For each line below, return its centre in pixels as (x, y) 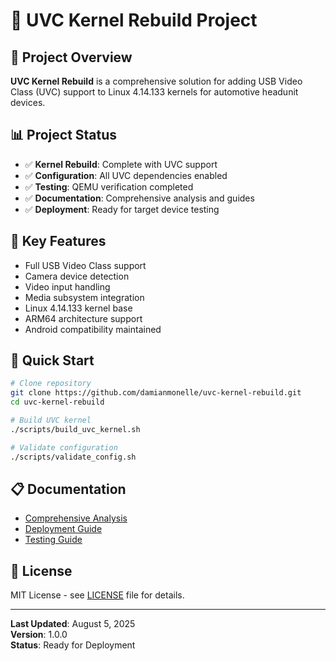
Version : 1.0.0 (39, 635)
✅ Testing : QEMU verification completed (109, 186)
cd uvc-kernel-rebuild (57, 402)
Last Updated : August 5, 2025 (73, 624)
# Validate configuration (64, 447)
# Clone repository (51, 384)
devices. (28, 102)
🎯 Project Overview (71, 57)
